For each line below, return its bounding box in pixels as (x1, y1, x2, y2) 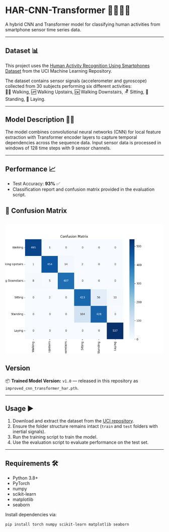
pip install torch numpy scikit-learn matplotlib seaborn (5, 522, 129, 527)
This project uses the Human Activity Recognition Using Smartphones (5, 63, 150, 69)
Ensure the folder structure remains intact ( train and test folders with (12, 423, 158, 429)
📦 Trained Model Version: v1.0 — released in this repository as (5, 378, 138, 384)
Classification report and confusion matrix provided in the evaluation (12, 186, 155, 192)
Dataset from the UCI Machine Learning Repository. (5, 68, 112, 74)
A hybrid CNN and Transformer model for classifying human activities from (5, 21, 160, 27)
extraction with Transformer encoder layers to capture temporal (5, 134, 137, 140)
